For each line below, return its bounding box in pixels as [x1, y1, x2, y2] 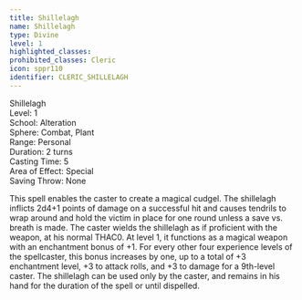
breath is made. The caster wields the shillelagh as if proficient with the [9, 222, 278, 233]
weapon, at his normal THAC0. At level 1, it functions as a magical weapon [9, 232, 288, 243]
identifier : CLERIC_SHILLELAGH [9, 73, 129, 82]
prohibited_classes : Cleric [9, 56, 117, 65]
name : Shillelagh [9, 22, 76, 31]
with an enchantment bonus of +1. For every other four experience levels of [9, 241, 294, 252]
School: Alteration [9, 117, 78, 128]
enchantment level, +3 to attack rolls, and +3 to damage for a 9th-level [9, 261, 276, 272]
